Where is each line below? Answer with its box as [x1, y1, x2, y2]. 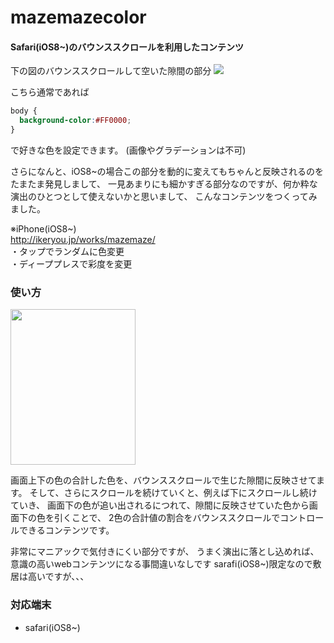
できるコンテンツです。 [18, 524, 115, 536]
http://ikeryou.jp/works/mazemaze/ [10, 234, 156, 246]
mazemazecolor [10, 6, 147, 29]
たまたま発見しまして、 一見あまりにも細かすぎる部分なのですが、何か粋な [10, 178, 318, 190]
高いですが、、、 [27, 571, 90, 583]
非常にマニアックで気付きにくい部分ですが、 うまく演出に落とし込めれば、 [10, 546, 320, 558]
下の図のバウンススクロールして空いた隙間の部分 [10, 65, 212, 77]
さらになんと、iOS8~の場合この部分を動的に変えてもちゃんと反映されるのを [10, 166, 325, 178]
